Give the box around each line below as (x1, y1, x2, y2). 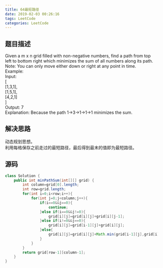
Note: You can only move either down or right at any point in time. (5, 63, 137, 69)
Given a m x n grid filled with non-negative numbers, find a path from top (5, 53, 151, 59)
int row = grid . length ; (22, 187, 66, 192)
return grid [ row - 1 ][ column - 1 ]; (22, 250, 86, 255)
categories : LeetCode (5, 20, 49, 26)
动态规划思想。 (5, 139, 35, 144)
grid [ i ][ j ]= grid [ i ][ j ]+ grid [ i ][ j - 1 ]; (48, 214, 125, 219)
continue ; (48, 205, 68, 210)
